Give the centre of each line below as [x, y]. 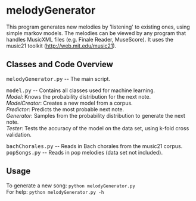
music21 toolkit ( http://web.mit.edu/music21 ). [61, 46]
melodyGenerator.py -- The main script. [58, 78]
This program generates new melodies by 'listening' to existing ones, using [98, 27]
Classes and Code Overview [60, 65]
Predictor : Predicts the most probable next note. [65, 109]
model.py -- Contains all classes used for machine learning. [81, 90]
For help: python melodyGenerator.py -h [55, 191]
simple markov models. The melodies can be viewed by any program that [96, 33]
